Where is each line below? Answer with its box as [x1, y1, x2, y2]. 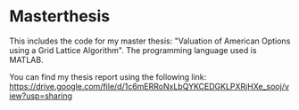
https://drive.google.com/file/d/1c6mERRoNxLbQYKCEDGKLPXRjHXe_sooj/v [9, 81, 290, 91]
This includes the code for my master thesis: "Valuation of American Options [9, 35, 291, 46]
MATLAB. [9, 54, 44, 65]
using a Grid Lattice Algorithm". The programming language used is [9, 44, 257, 55]
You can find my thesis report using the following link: [9, 71, 207, 82]
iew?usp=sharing [9, 90, 73, 101]
